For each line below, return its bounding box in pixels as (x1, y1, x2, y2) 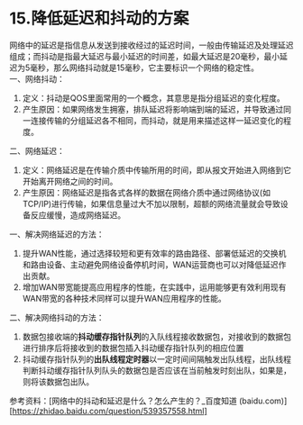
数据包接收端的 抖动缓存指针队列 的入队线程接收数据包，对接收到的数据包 (22, 330, 291, 342)
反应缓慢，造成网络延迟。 (30, 209, 126, 221)
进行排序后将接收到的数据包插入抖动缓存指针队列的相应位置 (22, 342, 244, 353)
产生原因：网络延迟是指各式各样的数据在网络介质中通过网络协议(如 (22, 186, 271, 198)
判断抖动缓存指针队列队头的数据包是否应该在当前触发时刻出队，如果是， (22, 365, 291, 375)
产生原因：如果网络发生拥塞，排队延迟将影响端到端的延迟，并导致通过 (22, 104, 284, 114)
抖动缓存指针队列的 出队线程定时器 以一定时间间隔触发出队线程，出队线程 (22, 353, 291, 365)
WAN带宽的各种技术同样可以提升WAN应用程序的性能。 (22, 293, 227, 303)
